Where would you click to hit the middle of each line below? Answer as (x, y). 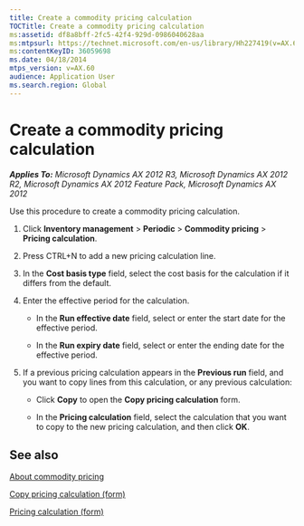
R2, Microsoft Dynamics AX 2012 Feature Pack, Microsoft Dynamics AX (143, 184)
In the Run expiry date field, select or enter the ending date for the (160, 345)
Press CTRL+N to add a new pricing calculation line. (119, 255)
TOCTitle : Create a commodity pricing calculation (107, 26)
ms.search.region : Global (58, 85)
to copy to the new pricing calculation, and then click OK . (143, 426)
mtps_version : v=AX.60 (52, 69)
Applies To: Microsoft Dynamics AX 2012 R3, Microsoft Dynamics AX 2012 (149, 174)
